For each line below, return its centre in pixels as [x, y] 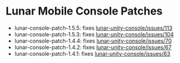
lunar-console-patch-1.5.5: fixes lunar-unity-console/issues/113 [93, 28]
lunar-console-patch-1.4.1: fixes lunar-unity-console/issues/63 [92, 53]
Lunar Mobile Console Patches [84, 11]
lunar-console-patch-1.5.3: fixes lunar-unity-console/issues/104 [94, 34]
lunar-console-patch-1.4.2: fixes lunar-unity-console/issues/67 [93, 47]
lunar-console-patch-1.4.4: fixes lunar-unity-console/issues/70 [93, 41]
